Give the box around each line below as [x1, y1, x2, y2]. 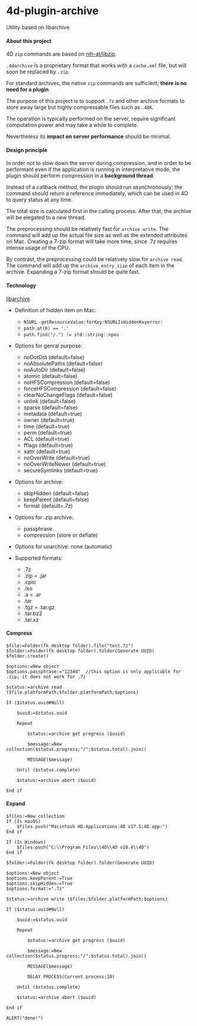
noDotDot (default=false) [23, 353, 85, 360]
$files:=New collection [6, 813, 65, 819]
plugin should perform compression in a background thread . [6, 172, 155, 179]
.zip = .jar [23, 572, 47, 579]
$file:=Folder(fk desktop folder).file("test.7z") [6, 643, 134, 648]
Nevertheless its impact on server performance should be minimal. [6, 133, 172, 140]
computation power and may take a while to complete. [6, 121, 138, 128]
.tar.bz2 [23, 609, 43, 617]
